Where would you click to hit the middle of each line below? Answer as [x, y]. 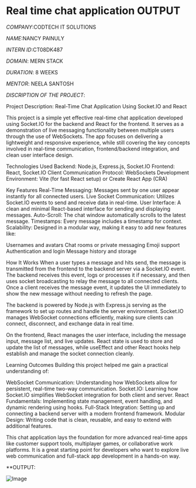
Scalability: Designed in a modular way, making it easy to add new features [96, 227]
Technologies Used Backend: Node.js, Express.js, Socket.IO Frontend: [90, 166]
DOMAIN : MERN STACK [35, 61]
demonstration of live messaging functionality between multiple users [90, 130]
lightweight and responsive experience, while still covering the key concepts [98, 142]
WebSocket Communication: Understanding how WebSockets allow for [92, 382]
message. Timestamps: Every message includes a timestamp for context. [94, 221]
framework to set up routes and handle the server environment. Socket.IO [95, 311]
